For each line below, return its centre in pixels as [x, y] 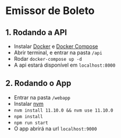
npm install [28, 116]
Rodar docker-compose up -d [48, 59]
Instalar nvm [29, 103]
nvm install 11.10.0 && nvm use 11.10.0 [63, 110]
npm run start [31, 123]
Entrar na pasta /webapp [42, 97]
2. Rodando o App [38, 83]
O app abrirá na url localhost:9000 [55, 128]
